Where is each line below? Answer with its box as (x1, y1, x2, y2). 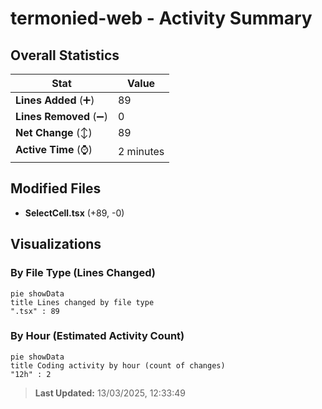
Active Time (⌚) (15, 143, 93, 156)
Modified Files (10, 180, 102, 197)
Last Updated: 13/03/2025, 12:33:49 (34, 387, 186, 399)
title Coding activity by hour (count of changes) (10, 360, 226, 371)
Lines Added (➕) (15, 93, 95, 107)
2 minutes (117, 144, 165, 158)
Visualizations (10, 236, 102, 253)
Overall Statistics (10, 47, 120, 64)
